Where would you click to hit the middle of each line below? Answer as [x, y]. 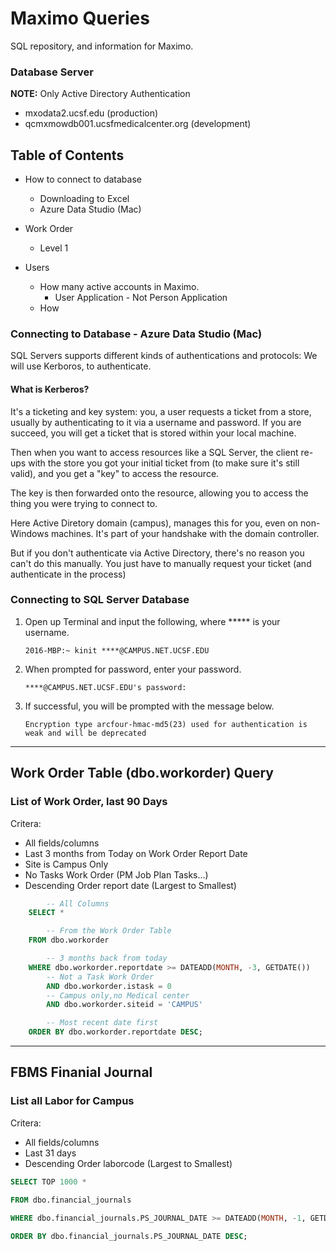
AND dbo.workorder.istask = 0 [109, 986]
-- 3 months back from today [107, 958]
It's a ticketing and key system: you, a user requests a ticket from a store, [161, 411]
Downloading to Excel [84, 199]
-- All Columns [78, 903]
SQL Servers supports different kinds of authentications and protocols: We [164, 356]
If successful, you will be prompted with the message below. [149, 706]
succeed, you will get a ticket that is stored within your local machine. [153, 433]
